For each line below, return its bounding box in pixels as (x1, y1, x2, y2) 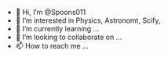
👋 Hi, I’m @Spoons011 (15, 8, 86, 16)
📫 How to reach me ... (15, 42, 89, 50)
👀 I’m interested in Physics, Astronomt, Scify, (15, 16, 161, 25)
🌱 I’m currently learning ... (15, 24, 100, 33)
